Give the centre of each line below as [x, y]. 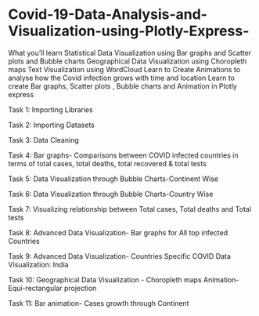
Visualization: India [38, 264]
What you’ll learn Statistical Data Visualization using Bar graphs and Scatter [130, 53]
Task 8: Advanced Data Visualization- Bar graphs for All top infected [118, 232]
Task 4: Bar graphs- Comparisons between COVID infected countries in [123, 155]
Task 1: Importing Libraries [51, 109]
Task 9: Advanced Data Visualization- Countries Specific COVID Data [119, 256]
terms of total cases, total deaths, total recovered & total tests [108, 163]
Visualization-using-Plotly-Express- [129, 31]
